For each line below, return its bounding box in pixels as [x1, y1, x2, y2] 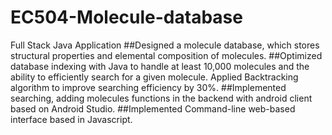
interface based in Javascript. [10, 113, 133, 125]
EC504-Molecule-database [10, 6, 243, 29]
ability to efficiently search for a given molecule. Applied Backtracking [10, 71, 299, 83]
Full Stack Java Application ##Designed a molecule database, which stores [10, 39, 320, 51]
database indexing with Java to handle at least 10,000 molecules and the [10, 60, 310, 72]
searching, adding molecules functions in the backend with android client [10, 92, 313, 104]
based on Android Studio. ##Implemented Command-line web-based [10, 102, 296, 115]
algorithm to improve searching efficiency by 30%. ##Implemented [10, 81, 287, 93]
